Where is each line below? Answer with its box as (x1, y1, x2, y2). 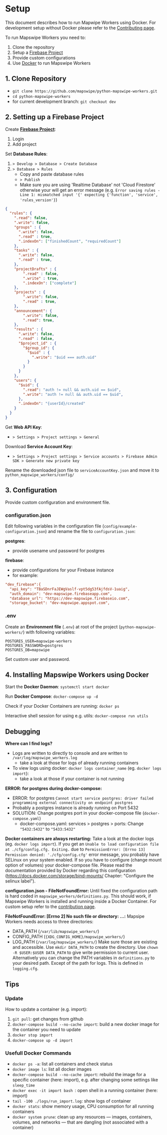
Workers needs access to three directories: (5, 919, 93, 925)
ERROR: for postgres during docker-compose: (5, 786, 102, 792)
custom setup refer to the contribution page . (5, 904, 96, 910)
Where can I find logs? (5, 741, 53, 747)
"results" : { (14, 327, 43, 332)
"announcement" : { (14, 308, 52, 313)
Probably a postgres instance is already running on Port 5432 (12, 805, 139, 811)
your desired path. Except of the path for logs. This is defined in (12, 960, 143, 966)
